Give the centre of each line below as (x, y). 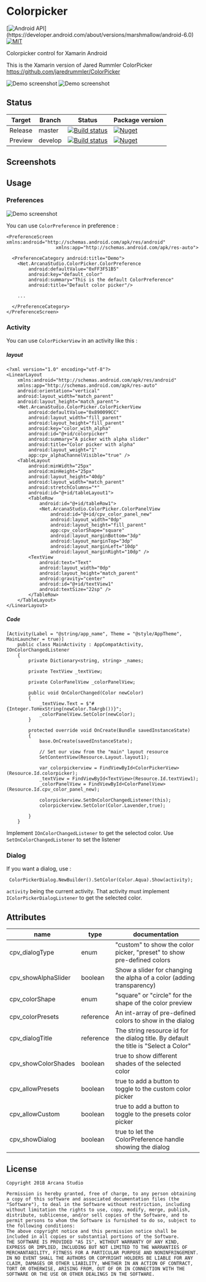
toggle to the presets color (153, 1114)
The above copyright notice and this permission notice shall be (91, 1231)
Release (21, 130)
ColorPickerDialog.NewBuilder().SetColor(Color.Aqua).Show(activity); (101, 880)
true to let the (134, 1132)
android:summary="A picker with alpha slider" (89, 440)
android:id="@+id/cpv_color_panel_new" (101, 514)
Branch (50, 120)
